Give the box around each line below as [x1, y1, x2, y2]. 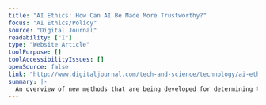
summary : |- [8, 77, 47, 85]
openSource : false [8, 63, 69, 71]
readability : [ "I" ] [8, 33, 73, 42]
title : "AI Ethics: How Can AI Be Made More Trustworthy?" [8, 11, 207, 20]
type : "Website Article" [8, 41, 90, 49]
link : [8, 70, 26, 78]
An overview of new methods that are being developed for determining [15, 84, 253, 93]
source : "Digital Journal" [8, 26, 97, 34]
